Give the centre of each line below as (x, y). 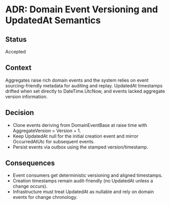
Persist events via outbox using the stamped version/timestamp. (80, 147)
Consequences (30, 163)
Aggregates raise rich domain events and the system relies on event (77, 80)
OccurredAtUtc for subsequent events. (54, 141)
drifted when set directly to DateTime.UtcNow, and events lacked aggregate (85, 91)
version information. (26, 97)
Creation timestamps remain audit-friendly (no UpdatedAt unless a (83, 181)
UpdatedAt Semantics (53, 20)
